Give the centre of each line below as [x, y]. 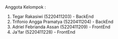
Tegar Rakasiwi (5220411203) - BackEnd [53, 16]
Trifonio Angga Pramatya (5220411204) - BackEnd [63, 22]
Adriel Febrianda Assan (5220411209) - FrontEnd [61, 27]
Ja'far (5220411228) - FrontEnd [44, 32]
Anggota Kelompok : [26, 7]
